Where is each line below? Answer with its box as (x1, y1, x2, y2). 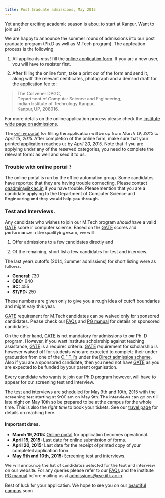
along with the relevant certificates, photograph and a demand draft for (12, 75, 157, 81)
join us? (5, 26, 21, 32)
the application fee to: (12, 81, 57, 87)
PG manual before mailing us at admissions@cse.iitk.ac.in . (5, 473, 124, 479)
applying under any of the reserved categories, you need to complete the (5, 146, 154, 152)
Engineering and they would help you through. (5, 196, 99, 201)
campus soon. (5, 488, 34, 494)
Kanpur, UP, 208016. (17, 106, 59, 112)
